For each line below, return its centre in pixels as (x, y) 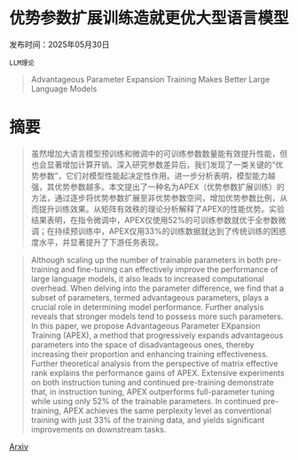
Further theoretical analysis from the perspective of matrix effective (154, 363)
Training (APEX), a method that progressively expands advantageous (157, 335)
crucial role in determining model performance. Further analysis (147, 307)
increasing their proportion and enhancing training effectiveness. (149, 354)
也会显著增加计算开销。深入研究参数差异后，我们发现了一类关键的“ (153, 164)
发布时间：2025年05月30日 (59, 44)
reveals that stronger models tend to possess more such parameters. (157, 316)
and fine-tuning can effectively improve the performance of (169, 269)
